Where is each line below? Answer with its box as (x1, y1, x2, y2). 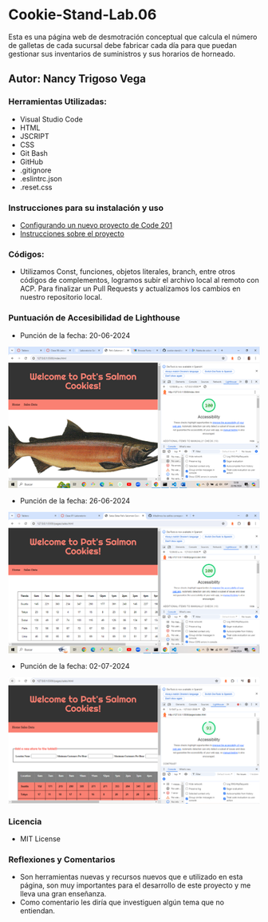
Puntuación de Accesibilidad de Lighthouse (8, 312, 181, 324)
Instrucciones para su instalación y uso (8, 202, 164, 213)
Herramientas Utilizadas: (8, 96, 108, 107)
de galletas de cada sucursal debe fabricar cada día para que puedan (8, 40, 237, 50)
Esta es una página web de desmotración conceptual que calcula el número (8, 32, 258, 42)
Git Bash (19, 148, 48, 157)
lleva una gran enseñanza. (19, 889, 107, 899)
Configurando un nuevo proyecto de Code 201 (19, 220, 173, 229)
